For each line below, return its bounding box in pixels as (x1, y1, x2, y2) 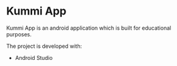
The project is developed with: (6, 42, 82, 50)
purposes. (6, 30, 32, 38)
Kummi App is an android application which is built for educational (6, 24, 172, 31)
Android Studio (15, 54, 53, 61)
